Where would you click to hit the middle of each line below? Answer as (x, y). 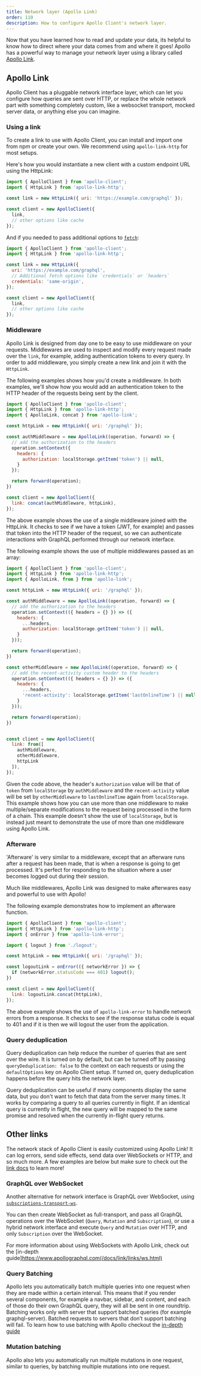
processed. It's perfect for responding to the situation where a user (89, 870)
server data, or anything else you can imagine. (63, 112)
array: (13, 557)
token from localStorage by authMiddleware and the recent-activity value (98, 790)
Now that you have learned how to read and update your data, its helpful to (99, 40)
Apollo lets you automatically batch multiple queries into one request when (98, 1287)
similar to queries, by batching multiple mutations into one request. (89, 1366)
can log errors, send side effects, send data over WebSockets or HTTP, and (99, 1155)
